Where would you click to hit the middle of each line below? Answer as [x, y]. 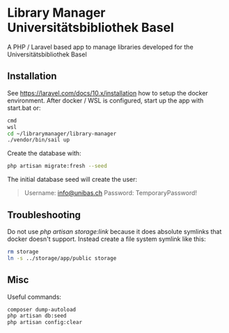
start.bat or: [24, 108]
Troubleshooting [44, 215]
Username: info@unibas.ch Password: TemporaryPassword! [110, 193]
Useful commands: [34, 297]
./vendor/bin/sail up [39, 140]
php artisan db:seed [37, 316]
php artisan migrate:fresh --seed [57, 166]
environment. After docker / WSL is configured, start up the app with [105, 100]
